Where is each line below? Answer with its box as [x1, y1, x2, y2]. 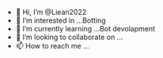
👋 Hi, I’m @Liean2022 [15, 8, 87, 16]
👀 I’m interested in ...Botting [15, 16, 106, 25]
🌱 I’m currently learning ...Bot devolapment [15, 24, 156, 33]
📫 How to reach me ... [15, 42, 89, 50]
